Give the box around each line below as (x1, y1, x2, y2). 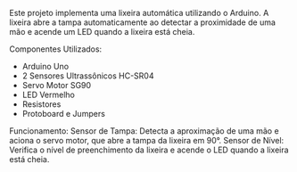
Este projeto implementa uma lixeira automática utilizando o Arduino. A (9, 8, 269, 18)
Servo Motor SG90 (21, 80, 92, 90)
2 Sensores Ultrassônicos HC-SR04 (21, 70, 154, 81)
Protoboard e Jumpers (21, 109, 105, 119)
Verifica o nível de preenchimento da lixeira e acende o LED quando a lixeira (9, 144, 289, 155)
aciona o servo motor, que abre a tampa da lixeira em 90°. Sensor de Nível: (9, 135, 285, 145)
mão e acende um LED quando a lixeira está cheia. (9, 27, 195, 37)
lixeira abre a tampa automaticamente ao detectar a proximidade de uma (9, 17, 276, 28)
